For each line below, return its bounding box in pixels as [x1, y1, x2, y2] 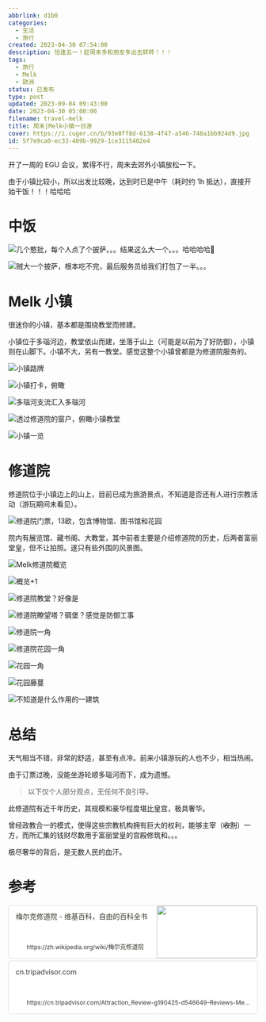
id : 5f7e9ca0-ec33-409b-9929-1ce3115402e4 [8, 136, 150, 145]
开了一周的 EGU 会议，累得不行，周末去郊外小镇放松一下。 [8, 159, 200, 169]
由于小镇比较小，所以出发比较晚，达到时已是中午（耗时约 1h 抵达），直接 [8, 176, 245, 186]
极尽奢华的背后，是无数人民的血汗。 [8, 848, 127, 857]
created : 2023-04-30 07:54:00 [8, 41, 108, 49]
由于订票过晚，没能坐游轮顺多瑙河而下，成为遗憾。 [8, 770, 175, 779]
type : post [8, 93, 44, 101]
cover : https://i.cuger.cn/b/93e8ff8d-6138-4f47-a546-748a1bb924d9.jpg [8, 129, 249, 137]
